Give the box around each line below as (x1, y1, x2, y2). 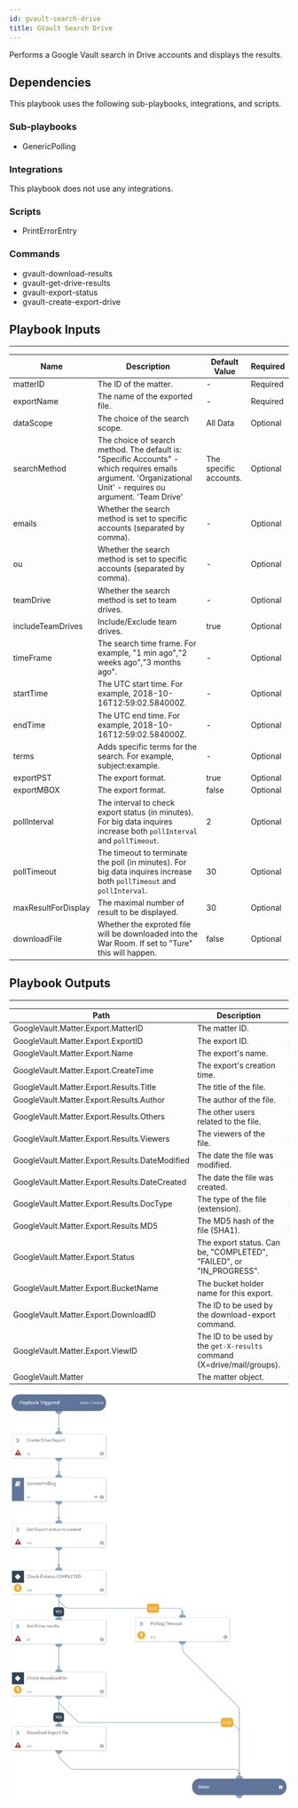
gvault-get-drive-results (21, 277, 111, 288)
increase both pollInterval (97, 825, 198, 836)
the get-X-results (196, 1341, 263, 1351)
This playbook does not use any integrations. (9, 183, 174, 194)
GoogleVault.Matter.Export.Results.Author (12, 1094, 166, 1105)
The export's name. (196, 1047, 269, 1058)
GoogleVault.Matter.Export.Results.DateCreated (12, 1177, 187, 1188)
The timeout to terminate (97, 847, 188, 857)
